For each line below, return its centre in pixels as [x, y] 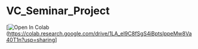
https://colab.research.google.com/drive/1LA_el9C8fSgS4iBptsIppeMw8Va [100, 33]
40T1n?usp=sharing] [32, 40]
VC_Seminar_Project [58, 11]
